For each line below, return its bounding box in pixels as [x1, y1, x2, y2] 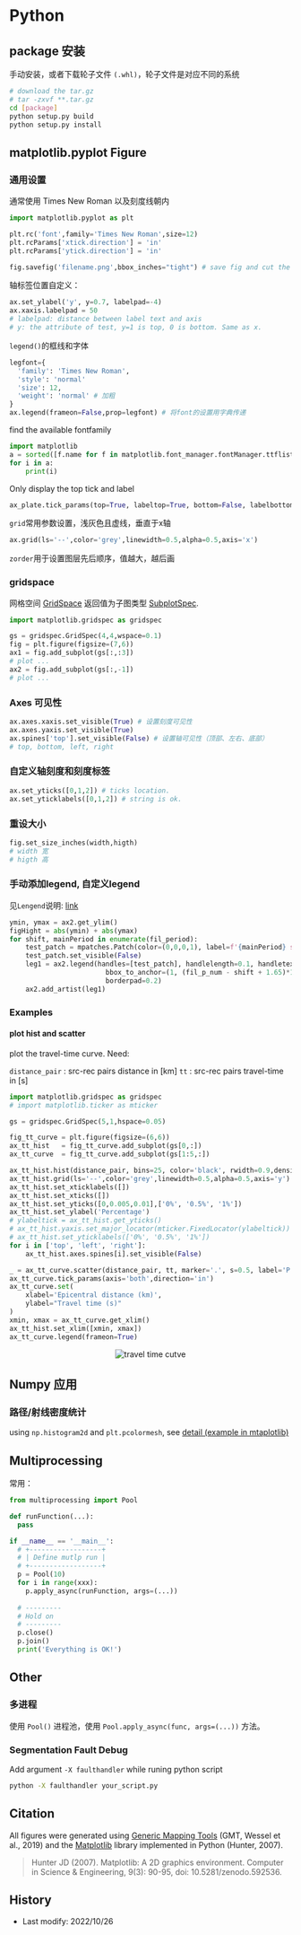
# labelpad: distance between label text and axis [9, 315, 202, 324]
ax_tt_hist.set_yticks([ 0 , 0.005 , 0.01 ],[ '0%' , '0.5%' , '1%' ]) [9, 1199, 243, 1208]
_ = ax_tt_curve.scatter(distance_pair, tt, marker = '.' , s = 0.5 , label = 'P [9, 1265, 291, 1274]
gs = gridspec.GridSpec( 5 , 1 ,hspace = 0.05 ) [9, 1116, 167, 1126]
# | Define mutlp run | [17, 1554, 106, 1563]
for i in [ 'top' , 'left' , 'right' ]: [9, 1240, 146, 1250]
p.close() [17, 1628, 54, 1638]
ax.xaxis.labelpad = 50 [9, 306, 99, 315]
